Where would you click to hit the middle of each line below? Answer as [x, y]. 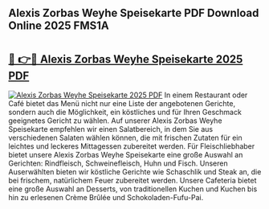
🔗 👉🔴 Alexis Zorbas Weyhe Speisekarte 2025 [126, 59]
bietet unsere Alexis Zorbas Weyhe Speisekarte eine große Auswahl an [126, 155]
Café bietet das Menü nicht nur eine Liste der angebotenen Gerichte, [122, 103]
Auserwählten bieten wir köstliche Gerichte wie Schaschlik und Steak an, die [135, 172]
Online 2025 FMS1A [59, 26]
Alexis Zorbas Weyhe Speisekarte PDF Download [134, 13]
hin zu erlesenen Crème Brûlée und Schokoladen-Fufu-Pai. [106, 197]
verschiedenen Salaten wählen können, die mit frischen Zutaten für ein [125, 137]
